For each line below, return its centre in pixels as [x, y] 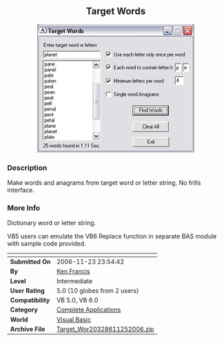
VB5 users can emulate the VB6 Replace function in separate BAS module [112, 236]
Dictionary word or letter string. [52, 223]
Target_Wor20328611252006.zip [105, 329]
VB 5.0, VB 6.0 [77, 301]
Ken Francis [73, 272]
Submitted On [30, 262]
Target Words [116, 11]
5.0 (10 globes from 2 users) [98, 290]
